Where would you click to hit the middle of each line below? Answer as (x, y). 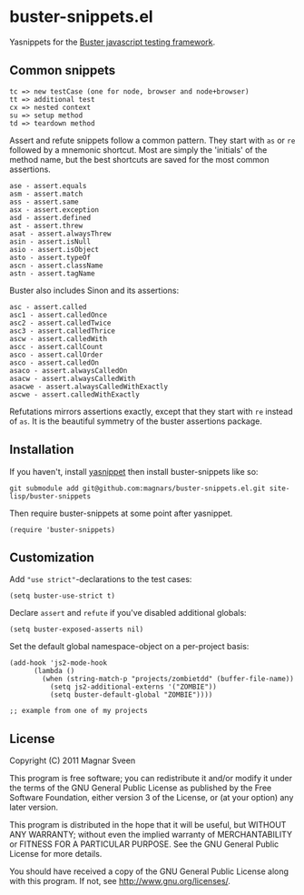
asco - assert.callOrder (56, 355)
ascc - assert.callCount (56, 347)
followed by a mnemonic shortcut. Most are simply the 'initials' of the (138, 150)
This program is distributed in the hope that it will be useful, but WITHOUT (148, 825)
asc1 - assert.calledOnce (58, 315)
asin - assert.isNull (50, 241)
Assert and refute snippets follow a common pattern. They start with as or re (152, 140)
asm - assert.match (46, 194)
